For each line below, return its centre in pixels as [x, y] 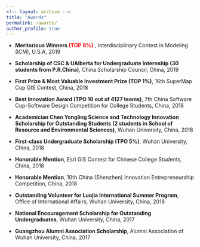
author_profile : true [33, 28]
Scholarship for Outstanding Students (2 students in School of [94, 124]
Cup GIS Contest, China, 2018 [51, 88]
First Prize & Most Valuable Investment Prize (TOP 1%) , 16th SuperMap [103, 81]
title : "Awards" [26, 17]
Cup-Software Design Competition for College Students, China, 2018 [99, 106]
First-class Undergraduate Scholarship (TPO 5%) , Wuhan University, [101, 142]
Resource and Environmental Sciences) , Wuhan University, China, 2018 [104, 130]
